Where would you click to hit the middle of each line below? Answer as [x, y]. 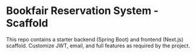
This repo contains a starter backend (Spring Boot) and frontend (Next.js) [95, 39]
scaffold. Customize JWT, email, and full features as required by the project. [98, 46]
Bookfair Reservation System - [82, 11]
